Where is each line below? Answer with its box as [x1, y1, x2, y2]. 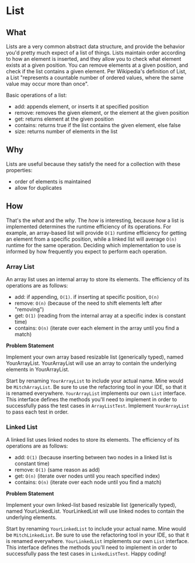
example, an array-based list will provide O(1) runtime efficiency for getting [6, 229, 187, 236]
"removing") [14, 306, 44, 313]
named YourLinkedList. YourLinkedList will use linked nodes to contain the [6, 508, 184, 515]
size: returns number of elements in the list [14, 128, 118, 135]
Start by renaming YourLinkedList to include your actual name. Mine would [6, 526, 186, 533]
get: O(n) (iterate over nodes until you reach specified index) [14, 473, 161, 480]
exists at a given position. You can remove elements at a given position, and [6, 62, 189, 69]
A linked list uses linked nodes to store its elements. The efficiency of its [6, 436, 180, 443]
